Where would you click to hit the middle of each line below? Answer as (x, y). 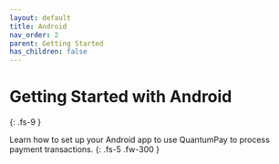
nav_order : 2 (34, 35)
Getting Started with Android (121, 97)
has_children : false (49, 52)
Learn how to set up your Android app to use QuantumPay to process (140, 140)
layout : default (40, 18)
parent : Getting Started (57, 43)
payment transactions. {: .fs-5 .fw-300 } (84, 149)
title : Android (38, 26)
